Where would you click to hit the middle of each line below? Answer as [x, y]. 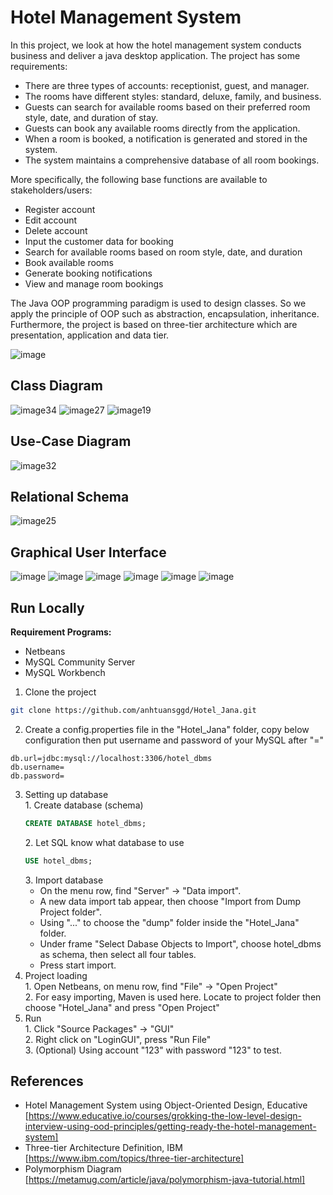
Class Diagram [56, 386]
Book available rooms [69, 262]
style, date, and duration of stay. [91, 117]
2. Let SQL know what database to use [104, 842]
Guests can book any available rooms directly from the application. [162, 128]
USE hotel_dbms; [58, 861]
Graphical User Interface [88, 552]
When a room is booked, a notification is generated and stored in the [166, 138]
